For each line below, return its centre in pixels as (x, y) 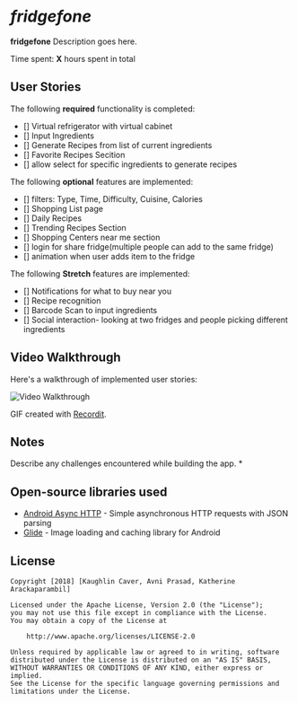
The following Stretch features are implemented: (100, 273)
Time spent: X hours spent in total (73, 58)
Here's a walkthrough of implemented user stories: (104, 379)
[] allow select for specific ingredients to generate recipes (130, 164)
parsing (37, 523)
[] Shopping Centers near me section (92, 237)
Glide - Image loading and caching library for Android (122, 532)
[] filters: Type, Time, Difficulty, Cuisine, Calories (113, 198)
